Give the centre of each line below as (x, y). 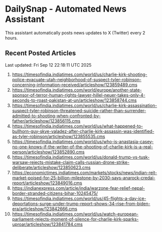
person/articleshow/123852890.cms (48, 152)
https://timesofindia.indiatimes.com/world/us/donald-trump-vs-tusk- (81, 157)
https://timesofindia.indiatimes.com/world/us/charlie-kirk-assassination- (84, 105)
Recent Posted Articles (40, 53)
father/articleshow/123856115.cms (46, 121)
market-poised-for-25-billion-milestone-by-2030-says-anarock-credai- (84, 178)
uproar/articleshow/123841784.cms (47, 224)
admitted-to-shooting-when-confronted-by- (56, 116)
